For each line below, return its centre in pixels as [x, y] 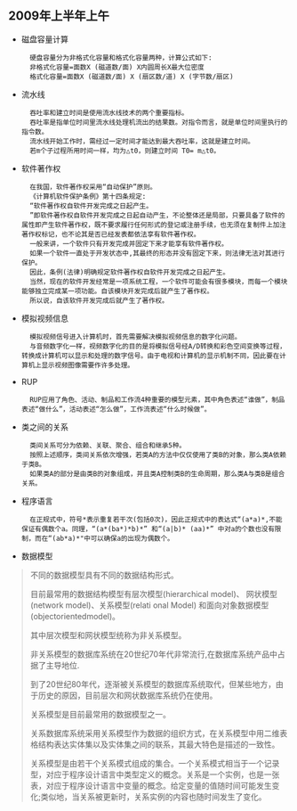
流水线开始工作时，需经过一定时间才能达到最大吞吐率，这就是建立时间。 [142, 141]
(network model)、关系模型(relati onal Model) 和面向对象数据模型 [149, 605]
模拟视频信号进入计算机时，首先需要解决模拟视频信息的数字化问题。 [136, 337]
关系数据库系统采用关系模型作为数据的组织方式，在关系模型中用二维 [155, 733]
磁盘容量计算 [44, 39]
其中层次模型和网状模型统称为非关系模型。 [108, 635]
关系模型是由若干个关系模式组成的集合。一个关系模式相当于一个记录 [155, 763]
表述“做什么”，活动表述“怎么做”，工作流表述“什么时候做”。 [116, 409]
